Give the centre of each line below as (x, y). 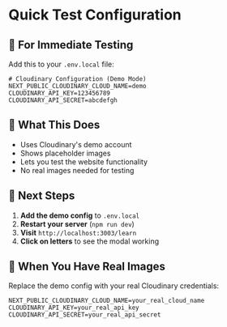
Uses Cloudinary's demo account (76, 144)
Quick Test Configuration (95, 15)
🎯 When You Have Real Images (87, 267)
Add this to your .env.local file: (62, 64)
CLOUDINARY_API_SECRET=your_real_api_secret (85, 315)
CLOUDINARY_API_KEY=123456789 (60, 93)
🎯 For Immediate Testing (71, 45)
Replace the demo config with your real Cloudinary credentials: (114, 286)
